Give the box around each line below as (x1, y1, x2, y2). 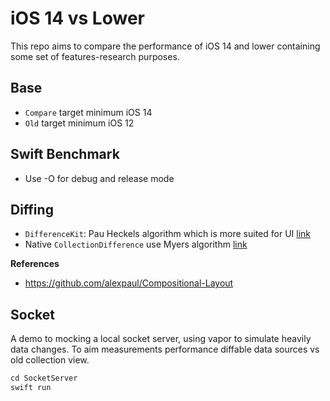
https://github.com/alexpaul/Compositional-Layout (24, 277, 234, 289)
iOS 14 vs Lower (10, 7, 145, 30)
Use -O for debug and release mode (24, 172, 175, 184)
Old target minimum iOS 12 (24, 117, 135, 129)
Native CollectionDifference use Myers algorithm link (24, 238, 248, 251)
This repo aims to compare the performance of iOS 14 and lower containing (10, 40, 321, 52)
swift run (10, 383, 52, 393)
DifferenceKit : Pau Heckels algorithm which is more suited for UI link (24, 228, 312, 240)
